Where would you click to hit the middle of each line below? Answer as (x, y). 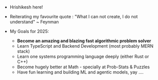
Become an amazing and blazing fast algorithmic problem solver (84, 41)
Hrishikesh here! (26, 7)
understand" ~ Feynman (34, 22)
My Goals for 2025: (29, 31)
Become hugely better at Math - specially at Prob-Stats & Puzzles (83, 67)
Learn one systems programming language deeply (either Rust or (83, 56)
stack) (24, 51)
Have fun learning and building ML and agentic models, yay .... (80, 72)
